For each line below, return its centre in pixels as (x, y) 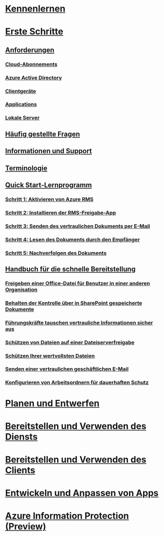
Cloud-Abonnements (31, 64)
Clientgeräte (21, 91)
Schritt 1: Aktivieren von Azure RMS (49, 199)
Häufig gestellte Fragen (42, 134)
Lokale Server (22, 118)
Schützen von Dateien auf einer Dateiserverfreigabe (70, 342)
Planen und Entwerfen (52, 403)
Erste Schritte (34, 32)
